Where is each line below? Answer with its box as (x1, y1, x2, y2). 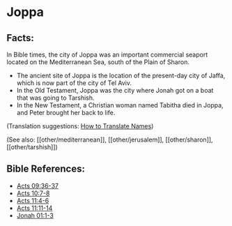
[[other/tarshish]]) (6, 143, 59, 151)
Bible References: (6, 163, 85, 175)
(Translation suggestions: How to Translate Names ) (6, 122, 154, 130)
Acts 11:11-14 (16, 204, 53, 212)
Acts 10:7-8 (16, 189, 50, 197)
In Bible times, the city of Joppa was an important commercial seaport (6, 50, 208, 59)
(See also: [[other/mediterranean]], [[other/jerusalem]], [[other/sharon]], (6, 135, 213, 144)
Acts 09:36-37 (16, 181, 59, 190)
